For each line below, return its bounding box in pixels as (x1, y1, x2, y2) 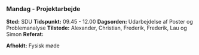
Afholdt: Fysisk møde (6, 42, 60, 49)
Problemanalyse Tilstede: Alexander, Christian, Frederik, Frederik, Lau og (6, 24, 187, 31)
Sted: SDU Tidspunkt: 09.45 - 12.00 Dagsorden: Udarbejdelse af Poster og (6, 18, 193, 25)
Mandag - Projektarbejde (6, 5, 81, 13)
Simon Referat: (6, 31, 44, 38)
